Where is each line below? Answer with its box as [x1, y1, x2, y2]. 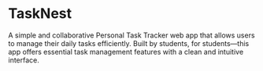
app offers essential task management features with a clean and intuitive [8, 47, 244, 56]
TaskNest [8, 5, 72, 23]
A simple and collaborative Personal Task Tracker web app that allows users [8, 30, 255, 40]
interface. [8, 55, 39, 65]
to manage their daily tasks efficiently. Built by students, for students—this [8, 38, 250, 48]
